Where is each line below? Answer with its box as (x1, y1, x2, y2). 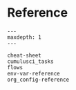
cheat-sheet (7, 52, 41, 59)
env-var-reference (7, 70, 60, 77)
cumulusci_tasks (7, 57, 54, 65)
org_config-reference (7, 76, 70, 83)
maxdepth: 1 (7, 33, 41, 41)
